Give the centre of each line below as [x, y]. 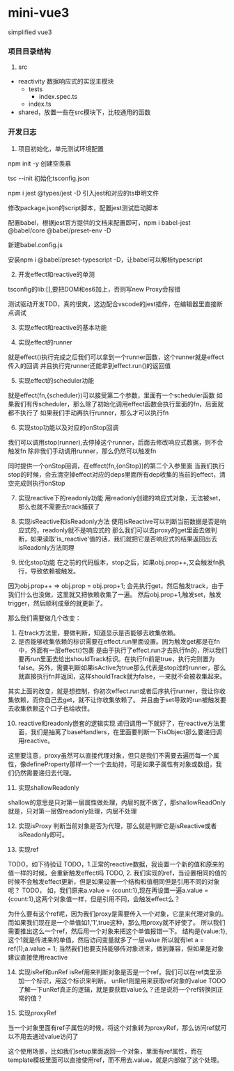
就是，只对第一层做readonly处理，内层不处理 [72, 811]
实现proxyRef [37, 1013]
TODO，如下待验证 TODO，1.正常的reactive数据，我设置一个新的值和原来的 [116, 864]
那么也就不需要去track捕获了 [59, 507]
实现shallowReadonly [48, 787]
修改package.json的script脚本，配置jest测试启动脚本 [83, 207]
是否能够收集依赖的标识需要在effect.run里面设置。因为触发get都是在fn [119, 641]
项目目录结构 [30, 51]
